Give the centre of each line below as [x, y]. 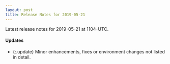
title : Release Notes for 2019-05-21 [45, 15]
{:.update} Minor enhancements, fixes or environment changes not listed [89, 51]
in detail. [22, 57]
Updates [15, 40]
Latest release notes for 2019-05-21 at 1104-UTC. [57, 29]
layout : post [19, 10]
